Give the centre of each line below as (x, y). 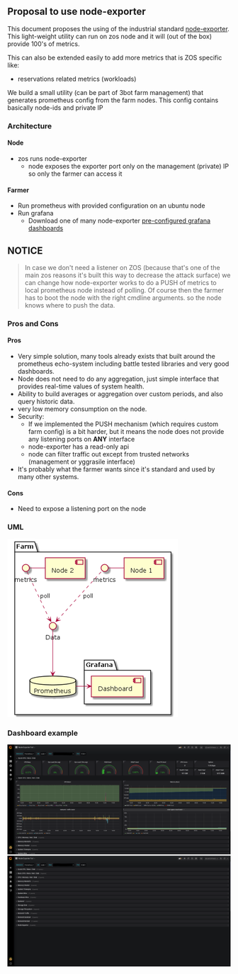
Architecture (30, 125)
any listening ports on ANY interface (81, 440)
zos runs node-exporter (52, 158)
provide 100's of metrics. (44, 44)
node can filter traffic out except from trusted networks (109, 454)
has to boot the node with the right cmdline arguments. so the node (123, 298)
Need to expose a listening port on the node (82, 509)
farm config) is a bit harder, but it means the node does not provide (126, 432)
